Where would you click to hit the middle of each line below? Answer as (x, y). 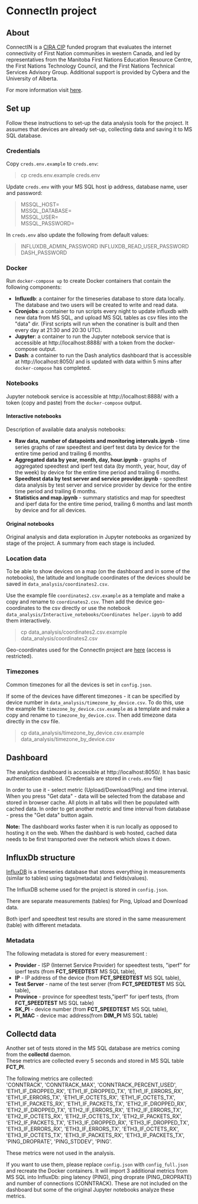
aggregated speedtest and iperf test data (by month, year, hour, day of (100, 466)
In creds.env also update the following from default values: (77, 235)
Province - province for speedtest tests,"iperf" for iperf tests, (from (97, 997)
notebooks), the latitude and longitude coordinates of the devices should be (98, 578)
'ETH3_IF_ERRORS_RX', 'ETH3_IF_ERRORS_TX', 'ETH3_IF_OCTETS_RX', (92, 1129)
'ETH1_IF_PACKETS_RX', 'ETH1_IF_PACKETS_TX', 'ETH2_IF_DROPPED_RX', (96, 1104)
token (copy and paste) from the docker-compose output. (74, 403)
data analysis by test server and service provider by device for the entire (103, 485)
